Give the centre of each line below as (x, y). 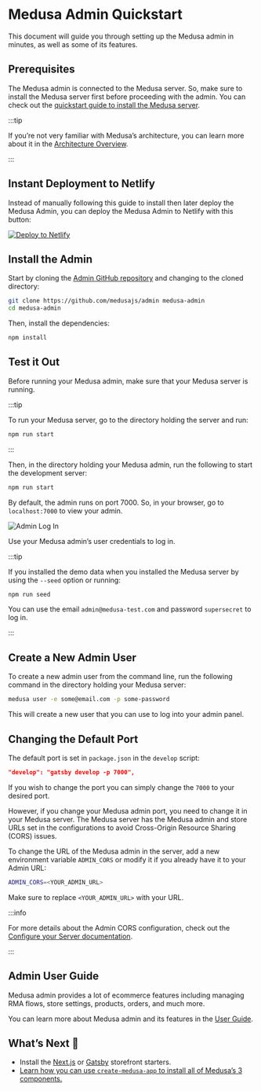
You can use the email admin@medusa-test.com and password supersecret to (130, 609)
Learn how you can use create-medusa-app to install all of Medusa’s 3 (131, 1071)
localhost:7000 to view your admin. (65, 511)
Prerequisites (42, 70)
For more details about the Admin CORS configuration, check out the (119, 928)
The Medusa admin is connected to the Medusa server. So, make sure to (125, 88)
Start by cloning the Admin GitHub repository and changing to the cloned (126, 278)
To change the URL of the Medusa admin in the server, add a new (114, 851)
